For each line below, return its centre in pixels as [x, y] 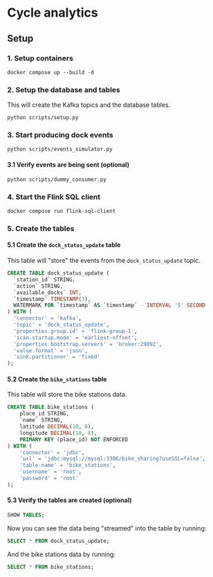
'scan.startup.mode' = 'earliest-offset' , [75, 338]
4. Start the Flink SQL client [54, 197]
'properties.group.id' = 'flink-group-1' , [75, 331]
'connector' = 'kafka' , [47, 318]
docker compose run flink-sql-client [62, 211]
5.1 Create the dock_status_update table [64, 245]
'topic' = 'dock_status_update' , [62, 325]
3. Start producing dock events [60, 135]
